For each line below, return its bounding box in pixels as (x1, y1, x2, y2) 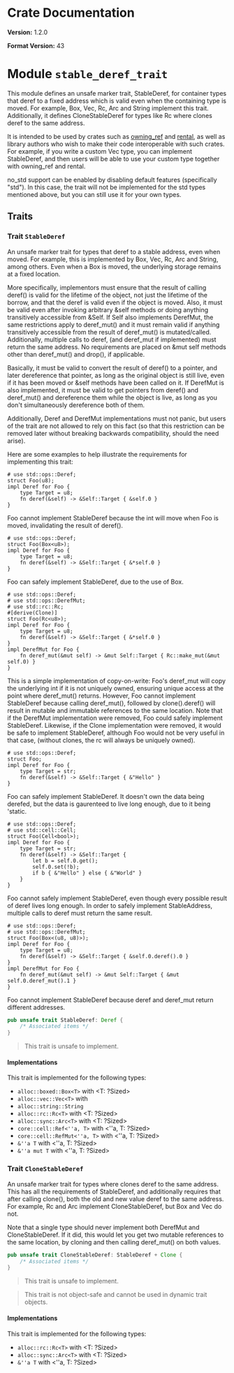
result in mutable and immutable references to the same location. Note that (7, 706, 223, 714)
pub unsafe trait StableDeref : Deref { (7, 1016, 124, 1024)
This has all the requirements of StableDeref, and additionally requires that (7, 1187, 221, 1196)
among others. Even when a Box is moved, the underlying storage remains (7, 262, 221, 270)
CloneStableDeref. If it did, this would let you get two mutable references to (7, 1231, 224, 1239)
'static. (7, 807, 27, 815)
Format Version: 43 (7, 41, 65, 50)
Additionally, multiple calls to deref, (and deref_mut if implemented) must (7, 335, 217, 344)
